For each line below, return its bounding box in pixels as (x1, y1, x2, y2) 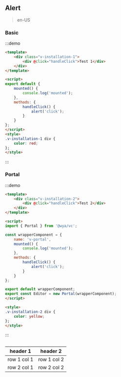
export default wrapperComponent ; (5, 287, 76, 292)
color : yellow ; (14, 314, 45, 319)
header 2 (40, 348, 62, 354)
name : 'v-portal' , (14, 237, 51, 242)
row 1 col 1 (7, 356, 34, 363)
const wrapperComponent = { (5, 232, 62, 237)
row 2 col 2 (38, 364, 64, 371)
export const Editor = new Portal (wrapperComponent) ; (5, 292, 117, 296)
